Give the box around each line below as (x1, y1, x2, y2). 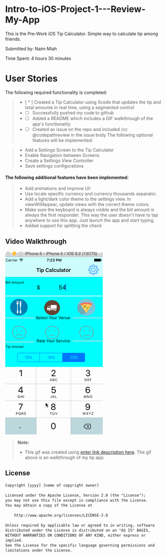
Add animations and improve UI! (24, 185, 91, 191)
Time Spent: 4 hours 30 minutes (5, 55, 71, 61)
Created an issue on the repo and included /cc (32, 126, 128, 132)
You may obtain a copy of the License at (5, 502, 93, 508)
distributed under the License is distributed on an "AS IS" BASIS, (5, 527, 151, 533)
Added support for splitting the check (24, 222, 102, 228)
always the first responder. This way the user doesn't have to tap (24, 212, 159, 218)
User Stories (5, 73, 58, 84)
